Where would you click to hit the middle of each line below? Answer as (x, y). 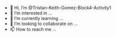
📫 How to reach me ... (33, 29)
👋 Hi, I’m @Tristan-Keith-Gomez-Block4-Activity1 (60, 8)
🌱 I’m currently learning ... (36, 18)
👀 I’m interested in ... (31, 13)
